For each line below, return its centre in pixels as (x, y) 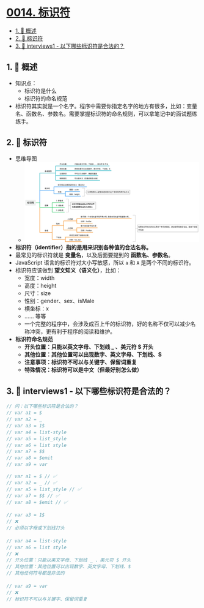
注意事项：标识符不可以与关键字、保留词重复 (81, 362)
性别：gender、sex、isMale (59, 301)
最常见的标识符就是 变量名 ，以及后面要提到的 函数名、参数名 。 (94, 255)
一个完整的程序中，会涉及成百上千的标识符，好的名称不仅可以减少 (107, 324)
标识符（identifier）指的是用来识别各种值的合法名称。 (83, 247)
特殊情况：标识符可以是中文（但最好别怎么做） (83, 370)
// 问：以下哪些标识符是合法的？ (42, 407)
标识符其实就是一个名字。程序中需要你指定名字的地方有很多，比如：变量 (106, 106)
